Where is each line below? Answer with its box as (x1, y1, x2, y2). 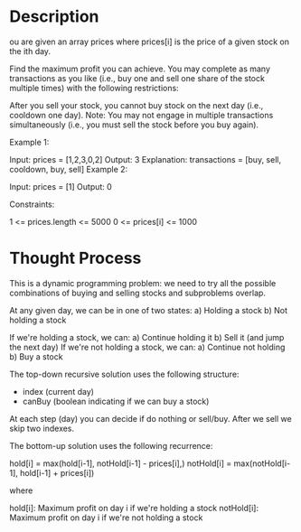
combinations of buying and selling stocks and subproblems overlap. (9, 287, 267, 298)
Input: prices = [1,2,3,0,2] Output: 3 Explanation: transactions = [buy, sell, (9, 154, 282, 164)
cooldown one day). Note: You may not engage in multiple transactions (9, 109, 274, 120)
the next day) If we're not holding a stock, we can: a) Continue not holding (9, 341, 286, 352)
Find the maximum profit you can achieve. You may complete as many (9, 63, 271, 74)
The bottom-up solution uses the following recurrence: (9, 440, 213, 451)
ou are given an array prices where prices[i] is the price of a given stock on (9, 36, 289, 47)
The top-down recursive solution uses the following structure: (9, 369, 240, 379)
